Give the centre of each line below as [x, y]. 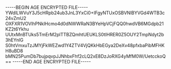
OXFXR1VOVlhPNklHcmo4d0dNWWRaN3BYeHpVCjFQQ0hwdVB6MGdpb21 [85, 24]
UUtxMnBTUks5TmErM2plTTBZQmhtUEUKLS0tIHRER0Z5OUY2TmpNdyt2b [85, 34]
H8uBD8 [14, 51]
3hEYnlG [15, 40]
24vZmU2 [16, 18]
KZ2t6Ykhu [17, 29]
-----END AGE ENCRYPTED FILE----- [52, 62]
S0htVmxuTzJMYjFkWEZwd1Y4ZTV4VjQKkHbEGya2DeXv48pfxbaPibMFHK [85, 45]
